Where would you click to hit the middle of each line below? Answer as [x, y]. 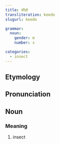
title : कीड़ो [17, 10]
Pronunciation [28, 94]
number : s [25, 43]
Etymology [23, 77]
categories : [18, 52]
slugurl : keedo [21, 19]
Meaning [16, 126]
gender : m [25, 38]
